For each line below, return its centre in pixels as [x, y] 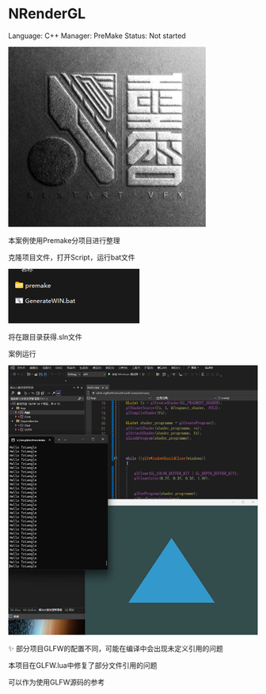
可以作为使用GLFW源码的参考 [57, 682]
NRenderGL [47, 14]
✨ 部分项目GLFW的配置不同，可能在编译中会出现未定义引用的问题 [116, 648]
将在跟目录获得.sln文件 [46, 336]
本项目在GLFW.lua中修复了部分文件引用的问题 [83, 665]
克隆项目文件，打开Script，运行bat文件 [72, 257]
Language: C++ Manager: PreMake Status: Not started [97, 36]
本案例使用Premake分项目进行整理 [64, 240]
